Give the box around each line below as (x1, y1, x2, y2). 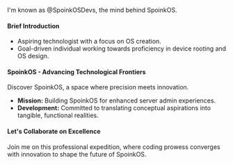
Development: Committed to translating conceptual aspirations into (17, 104, 211, 112)
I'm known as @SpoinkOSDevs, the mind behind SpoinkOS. (7, 6, 177, 14)
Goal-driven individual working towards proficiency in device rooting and (17, 44, 227, 53)
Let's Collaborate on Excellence (7, 128, 101, 135)
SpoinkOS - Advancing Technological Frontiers (7, 67, 146, 76)
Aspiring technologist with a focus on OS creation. (17, 37, 161, 46)
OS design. (17, 52, 49, 60)
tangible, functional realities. (17, 111, 99, 120)
